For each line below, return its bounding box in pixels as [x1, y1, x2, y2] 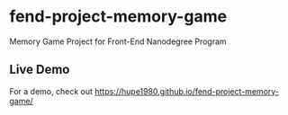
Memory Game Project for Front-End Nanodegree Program [9, 36, 227, 47]
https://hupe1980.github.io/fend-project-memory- [94, 85, 280, 96]
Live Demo [9, 62, 70, 77]
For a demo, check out [9, 85, 93, 96]
